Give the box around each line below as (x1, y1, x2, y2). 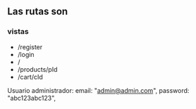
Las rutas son (7, 6, 68, 18)
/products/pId (17, 65, 58, 73)
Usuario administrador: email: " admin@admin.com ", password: (7, 86, 190, 94)
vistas (7, 27, 30, 37)
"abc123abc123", (7, 94, 56, 102)
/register (17, 42, 43, 51)
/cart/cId (17, 72, 44, 81)
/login (17, 50, 35, 58)
